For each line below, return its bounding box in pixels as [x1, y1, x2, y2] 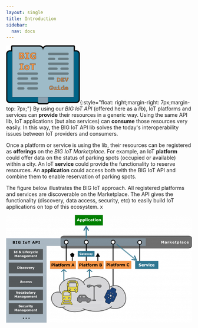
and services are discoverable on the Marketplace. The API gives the [6, 191, 174, 198]
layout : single [6, 9, 44, 15]
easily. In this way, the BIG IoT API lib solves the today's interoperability [6, 124, 179, 131]
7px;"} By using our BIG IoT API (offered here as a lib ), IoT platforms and [16, 105, 192, 112]
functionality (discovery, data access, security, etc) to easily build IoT [6, 197, 174, 204]
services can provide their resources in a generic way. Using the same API [6, 111, 187, 119]
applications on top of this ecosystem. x [6, 204, 103, 211]
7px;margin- [160, 99, 190, 106]
